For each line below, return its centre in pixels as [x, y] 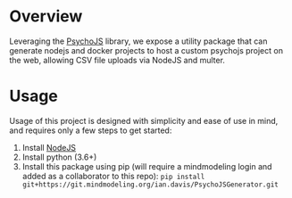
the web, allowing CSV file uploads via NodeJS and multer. [117, 60]
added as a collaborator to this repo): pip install [113, 176]
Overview [46, 16]
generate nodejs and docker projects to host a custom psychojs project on [146, 50]
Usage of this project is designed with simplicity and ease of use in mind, [144, 120]
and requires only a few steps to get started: [91, 130]
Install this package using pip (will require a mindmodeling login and [147, 166]
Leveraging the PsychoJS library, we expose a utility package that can [138, 41]
